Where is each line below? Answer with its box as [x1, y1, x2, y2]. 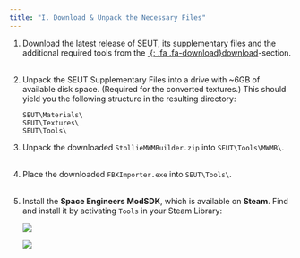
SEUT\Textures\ [21, 118, 80, 127]
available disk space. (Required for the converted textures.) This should [21, 83, 287, 94]
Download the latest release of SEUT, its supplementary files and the [21, 38, 277, 48]
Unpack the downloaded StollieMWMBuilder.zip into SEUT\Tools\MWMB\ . [21, 142, 285, 152]
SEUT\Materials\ [21, 110, 83, 119]
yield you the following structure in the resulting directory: [21, 93, 236, 104]
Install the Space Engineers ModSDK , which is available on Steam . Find [21, 195, 289, 206]
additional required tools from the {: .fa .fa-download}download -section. [21, 47, 292, 58]
